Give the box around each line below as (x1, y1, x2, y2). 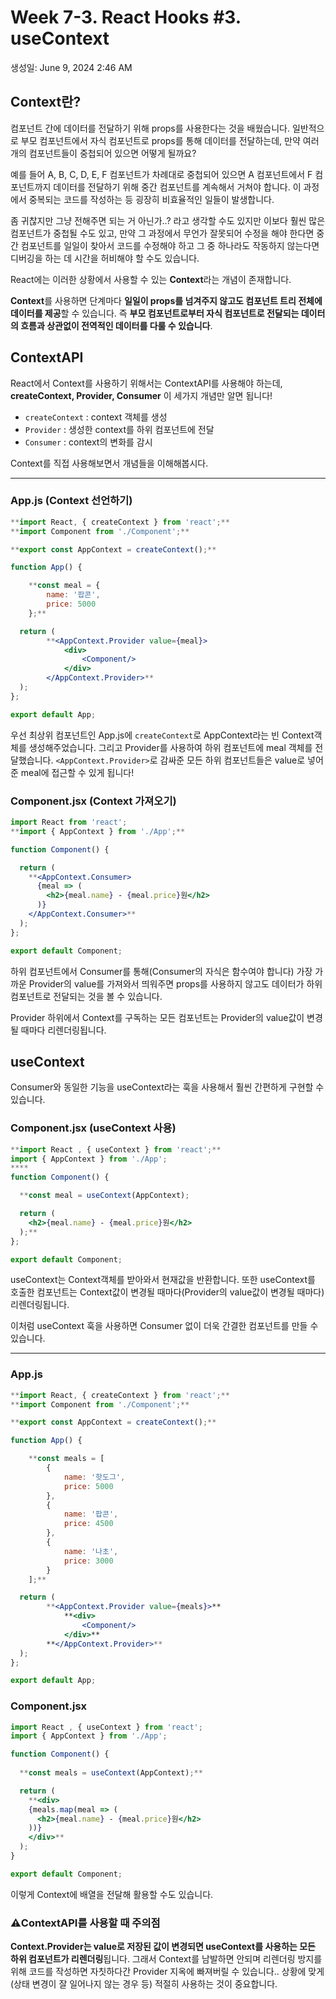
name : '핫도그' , (63, 1472, 126, 1482)
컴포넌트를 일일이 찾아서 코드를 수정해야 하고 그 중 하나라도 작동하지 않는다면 (20, 239, 320, 251)
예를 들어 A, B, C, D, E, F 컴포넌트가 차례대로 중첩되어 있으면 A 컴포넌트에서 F (10, 168, 313, 180)
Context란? (10, 94, 82, 111)
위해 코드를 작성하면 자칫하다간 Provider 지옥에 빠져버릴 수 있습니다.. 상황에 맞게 (10, 1966, 325, 1978)
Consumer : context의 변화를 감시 (24, 436, 153, 448)
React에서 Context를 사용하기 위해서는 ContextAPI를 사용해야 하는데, (10, 377, 283, 389)
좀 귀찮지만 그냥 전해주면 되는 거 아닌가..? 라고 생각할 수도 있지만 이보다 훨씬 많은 (10, 214, 326, 226)
